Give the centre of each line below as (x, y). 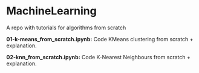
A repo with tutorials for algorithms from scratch (66, 28)
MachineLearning (51, 11)
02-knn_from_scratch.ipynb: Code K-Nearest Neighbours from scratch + (98, 57)
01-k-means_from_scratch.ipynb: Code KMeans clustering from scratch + (100, 39)
